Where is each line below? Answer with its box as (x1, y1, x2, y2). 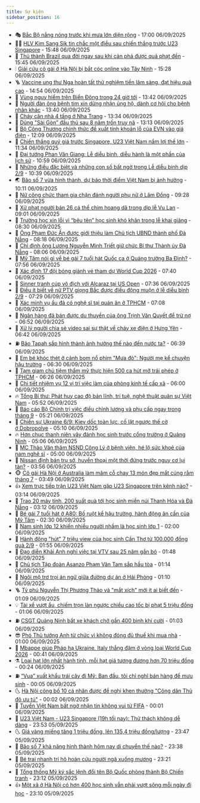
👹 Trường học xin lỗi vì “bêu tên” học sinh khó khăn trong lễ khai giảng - (14, 216, 192, 224)
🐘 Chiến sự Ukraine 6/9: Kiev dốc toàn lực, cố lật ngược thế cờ (14, 418, 168, 425)
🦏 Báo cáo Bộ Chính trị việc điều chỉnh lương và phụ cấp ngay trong (14, 405, 182, 413)
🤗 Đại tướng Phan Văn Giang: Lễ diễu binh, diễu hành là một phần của (14, 150, 186, 158)
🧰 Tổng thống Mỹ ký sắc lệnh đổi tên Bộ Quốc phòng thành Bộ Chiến (14, 768, 184, 775)
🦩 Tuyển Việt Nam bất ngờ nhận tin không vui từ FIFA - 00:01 (14, 702, 164, 709)
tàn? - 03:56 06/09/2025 (14, 463, 76, 470)
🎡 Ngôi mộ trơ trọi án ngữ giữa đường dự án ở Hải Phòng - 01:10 (14, 573, 171, 580)
